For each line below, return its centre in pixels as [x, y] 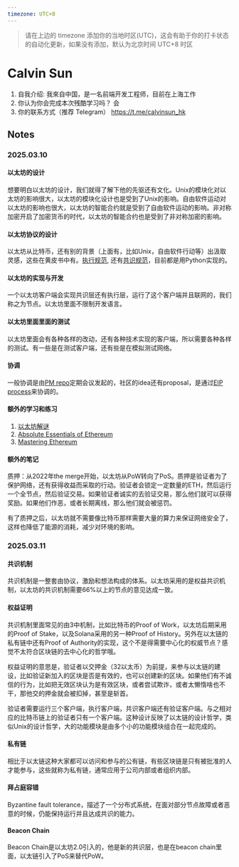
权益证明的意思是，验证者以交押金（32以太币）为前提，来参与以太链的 [111, 666]
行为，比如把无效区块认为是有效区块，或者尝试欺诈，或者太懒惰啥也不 [122, 684]
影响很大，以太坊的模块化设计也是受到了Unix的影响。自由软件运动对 [126, 199]
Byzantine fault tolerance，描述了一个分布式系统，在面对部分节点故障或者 [116, 805]
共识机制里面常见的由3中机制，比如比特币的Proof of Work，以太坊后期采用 [117, 625]
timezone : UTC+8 [31, 14]
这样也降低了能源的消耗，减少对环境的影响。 [73, 527]
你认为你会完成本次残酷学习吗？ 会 [68, 103]
